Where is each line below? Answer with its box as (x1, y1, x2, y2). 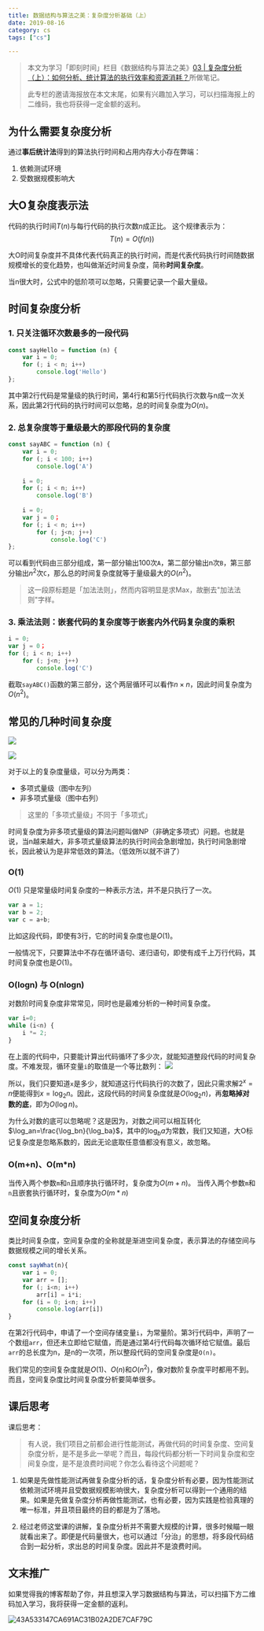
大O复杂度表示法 (8, 198, 89, 213)
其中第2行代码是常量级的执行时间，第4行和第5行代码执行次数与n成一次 (8, 391, 239, 400)
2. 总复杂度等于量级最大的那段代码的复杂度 (8, 422, 170, 433)
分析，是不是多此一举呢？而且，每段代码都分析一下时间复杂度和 (41, 1448, 248, 1458)
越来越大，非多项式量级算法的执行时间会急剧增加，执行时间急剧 (32, 836, 240, 847)
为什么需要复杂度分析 (8, 124, 112, 138)
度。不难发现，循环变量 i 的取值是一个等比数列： (8, 1061, 163, 1071)
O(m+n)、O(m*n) (8, 1159, 76, 1170)
